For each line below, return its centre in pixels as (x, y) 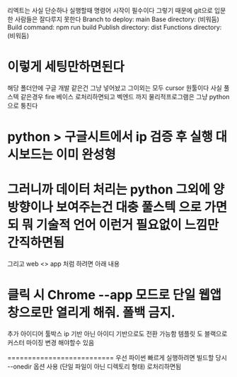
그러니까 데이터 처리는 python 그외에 (109, 190)
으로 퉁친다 (23, 106)
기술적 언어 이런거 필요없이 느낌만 (127, 225)
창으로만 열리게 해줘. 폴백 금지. (91, 313)
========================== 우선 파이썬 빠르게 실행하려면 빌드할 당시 (117, 358)
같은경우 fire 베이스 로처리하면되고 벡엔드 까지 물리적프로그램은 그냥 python (125, 96)
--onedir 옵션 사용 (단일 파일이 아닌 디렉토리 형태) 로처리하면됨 (94, 366)
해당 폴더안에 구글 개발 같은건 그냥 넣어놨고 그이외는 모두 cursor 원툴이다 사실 (115, 88)
